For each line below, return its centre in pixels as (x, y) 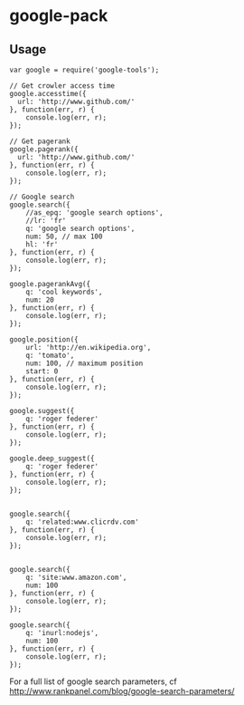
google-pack (59, 16)
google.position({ (44, 340)
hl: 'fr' (42, 245)
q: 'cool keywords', (64, 292)
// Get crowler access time (62, 86)
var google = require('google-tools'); (84, 70)
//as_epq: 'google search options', (95, 213)
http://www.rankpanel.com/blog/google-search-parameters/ (122, 691)
